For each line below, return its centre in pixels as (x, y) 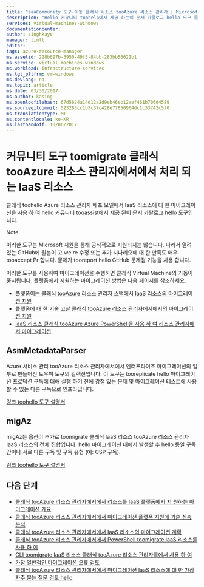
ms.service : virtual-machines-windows (55, 63)
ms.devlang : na (25, 80)
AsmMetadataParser (46, 351)
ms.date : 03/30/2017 (32, 91)
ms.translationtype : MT (36, 114)
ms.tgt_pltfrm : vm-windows (40, 74)
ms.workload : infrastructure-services (55, 68)
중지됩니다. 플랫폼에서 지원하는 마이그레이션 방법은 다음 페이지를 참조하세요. (96, 280)
